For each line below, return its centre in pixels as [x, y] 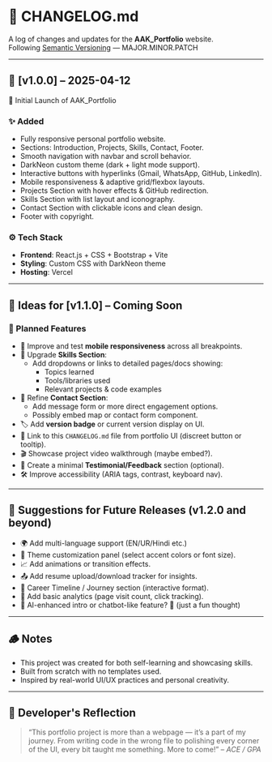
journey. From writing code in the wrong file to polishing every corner [144, 741]
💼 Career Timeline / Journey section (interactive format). [114, 588]
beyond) [30, 523]
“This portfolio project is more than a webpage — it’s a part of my [137, 732]
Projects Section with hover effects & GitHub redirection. [114, 190]
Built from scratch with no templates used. [91, 671]
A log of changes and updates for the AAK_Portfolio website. [111, 39]
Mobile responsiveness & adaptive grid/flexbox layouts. [112, 182]
